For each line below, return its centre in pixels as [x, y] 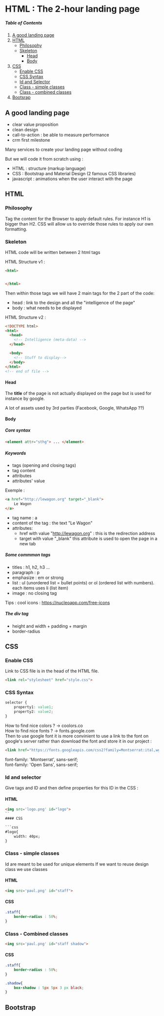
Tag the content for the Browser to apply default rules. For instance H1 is [78, 219]
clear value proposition [35, 124]
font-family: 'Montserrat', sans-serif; [41, 759]
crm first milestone [31, 140]
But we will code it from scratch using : [44, 159]
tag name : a [25, 518]
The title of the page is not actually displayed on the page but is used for [78, 393]
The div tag [17, 614]
